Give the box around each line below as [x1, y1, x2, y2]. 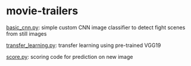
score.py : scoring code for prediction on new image [6, 53, 133, 60]
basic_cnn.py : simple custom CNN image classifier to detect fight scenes [6, 24, 186, 31]
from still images [6, 30, 47, 37]
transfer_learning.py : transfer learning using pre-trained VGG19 [6, 42, 161, 49]
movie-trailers [6, 4, 79, 18]
